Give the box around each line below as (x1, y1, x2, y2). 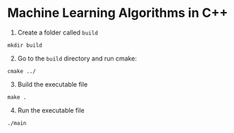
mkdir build (7, 42, 42, 49)
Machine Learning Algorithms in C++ (7, 5, 228, 21)
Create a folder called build (17, 28, 99, 37)
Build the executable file (17, 80, 88, 89)
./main (7, 120, 27, 127)
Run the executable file (17, 106, 85, 114)
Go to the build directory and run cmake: (17, 54, 137, 63)
